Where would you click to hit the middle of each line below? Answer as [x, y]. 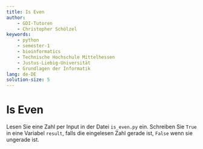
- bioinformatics [39, 52]
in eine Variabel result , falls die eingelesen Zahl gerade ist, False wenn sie [99, 133]
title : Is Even [25, 12]
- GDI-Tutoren [35, 23]
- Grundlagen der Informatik [54, 68]
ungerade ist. [23, 140]
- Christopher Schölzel [47, 29]
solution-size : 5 [28, 80]
